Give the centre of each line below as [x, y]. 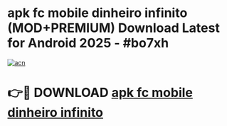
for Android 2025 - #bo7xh [88, 43]
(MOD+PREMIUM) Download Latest [114, 28]
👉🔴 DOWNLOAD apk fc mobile [100, 93]
